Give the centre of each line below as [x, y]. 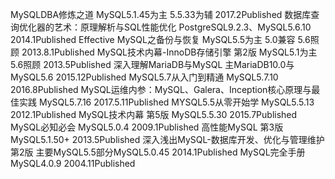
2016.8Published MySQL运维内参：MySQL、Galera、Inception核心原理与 [161, 89]
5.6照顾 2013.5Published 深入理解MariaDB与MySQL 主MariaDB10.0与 [152, 64]
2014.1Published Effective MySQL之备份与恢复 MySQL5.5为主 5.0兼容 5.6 [160, 39]
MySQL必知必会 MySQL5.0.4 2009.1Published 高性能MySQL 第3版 [147, 127]
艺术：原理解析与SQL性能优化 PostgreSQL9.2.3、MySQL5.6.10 [182, 27]
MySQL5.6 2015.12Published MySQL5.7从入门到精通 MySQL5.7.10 [144, 77]
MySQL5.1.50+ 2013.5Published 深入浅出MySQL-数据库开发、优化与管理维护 [167, 139]
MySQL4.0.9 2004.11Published [73, 163]
